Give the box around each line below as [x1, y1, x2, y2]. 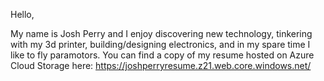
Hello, [10, 9, 35, 20]
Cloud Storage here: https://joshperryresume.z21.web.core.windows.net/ [10, 60, 312, 71]
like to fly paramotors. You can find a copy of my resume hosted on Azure [10, 49, 315, 61]
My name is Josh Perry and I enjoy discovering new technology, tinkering [10, 28, 313, 39]
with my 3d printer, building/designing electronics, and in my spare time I [10, 39, 311, 50]
